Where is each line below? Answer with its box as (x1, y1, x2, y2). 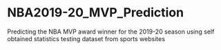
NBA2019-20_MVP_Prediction (7, 5, 184, 21)
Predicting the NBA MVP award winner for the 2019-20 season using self (7, 27, 215, 36)
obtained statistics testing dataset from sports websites (7, 34, 166, 42)
